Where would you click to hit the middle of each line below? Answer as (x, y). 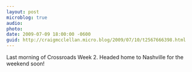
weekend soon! (26, 64)
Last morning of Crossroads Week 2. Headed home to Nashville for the (95, 57)
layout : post (23, 12)
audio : (15, 23)
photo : (15, 29)
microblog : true (27, 18)
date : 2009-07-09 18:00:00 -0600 (49, 34)
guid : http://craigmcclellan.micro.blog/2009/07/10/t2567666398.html (96, 40)
